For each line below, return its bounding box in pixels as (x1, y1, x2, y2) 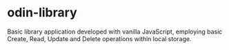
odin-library (7, 5, 77, 21)
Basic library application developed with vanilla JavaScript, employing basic (7, 27, 223, 36)
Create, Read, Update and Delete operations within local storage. (7, 34, 192, 42)
